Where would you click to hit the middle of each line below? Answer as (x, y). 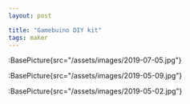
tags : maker (28, 38)
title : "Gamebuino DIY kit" (55, 30)
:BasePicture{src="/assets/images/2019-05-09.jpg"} (95, 76)
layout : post (30, 16)
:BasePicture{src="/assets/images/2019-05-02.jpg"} (95, 91)
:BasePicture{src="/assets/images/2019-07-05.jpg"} (95, 60)
